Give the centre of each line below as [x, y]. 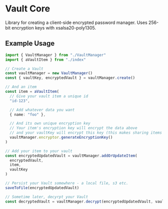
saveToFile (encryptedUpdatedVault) [42, 188]
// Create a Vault [24, 69]
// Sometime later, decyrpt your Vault [47, 197]
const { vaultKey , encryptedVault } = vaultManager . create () [70, 78]
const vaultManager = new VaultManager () [49, 73]
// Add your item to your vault [39, 151]
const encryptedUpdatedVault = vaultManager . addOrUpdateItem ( [71, 156]
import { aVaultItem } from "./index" [45, 60]
